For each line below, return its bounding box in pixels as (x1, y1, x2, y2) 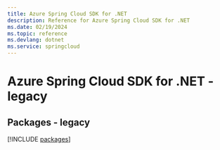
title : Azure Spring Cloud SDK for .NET (7, 10, 128, 18)
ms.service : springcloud (7, 43, 80, 50)
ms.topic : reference (7, 30, 68, 37)
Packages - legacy (7, 116, 90, 128)
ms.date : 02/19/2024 (7, 23, 68, 30)
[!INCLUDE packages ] (7, 135, 71, 143)
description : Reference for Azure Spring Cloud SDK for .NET (7, 17, 190, 24)
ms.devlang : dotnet (7, 37, 65, 44)
